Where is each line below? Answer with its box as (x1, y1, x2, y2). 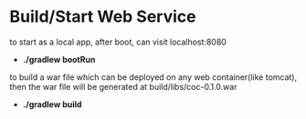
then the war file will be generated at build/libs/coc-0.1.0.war (9, 81, 237, 92)
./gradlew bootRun (22, 54, 96, 64)
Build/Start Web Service (9, 6, 196, 27)
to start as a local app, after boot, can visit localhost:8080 (9, 36, 227, 47)
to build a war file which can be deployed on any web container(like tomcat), (9, 71, 298, 83)
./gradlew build (22, 98, 82, 110)
